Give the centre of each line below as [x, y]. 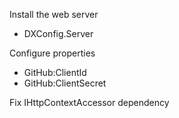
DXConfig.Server [58, 33]
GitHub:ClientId [55, 72]
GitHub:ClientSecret [65, 83]
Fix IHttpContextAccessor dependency [89, 102]
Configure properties [52, 53]
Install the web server [54, 14]
